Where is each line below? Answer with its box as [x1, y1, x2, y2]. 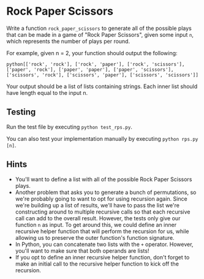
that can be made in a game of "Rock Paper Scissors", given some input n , [6, 31, 194, 38]
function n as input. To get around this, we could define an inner [15, 221, 176, 228]
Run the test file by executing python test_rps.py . [6, 123, 133, 130]
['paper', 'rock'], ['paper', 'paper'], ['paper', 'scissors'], [6, 66, 174, 73]
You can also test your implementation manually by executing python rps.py [6, 135, 198, 142]
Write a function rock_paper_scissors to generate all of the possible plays [6, 24, 192, 32]
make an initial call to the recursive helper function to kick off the [15, 260, 179, 267]
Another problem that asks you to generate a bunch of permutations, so [15, 188, 197, 196]
